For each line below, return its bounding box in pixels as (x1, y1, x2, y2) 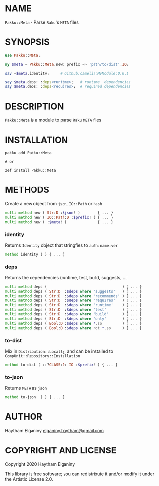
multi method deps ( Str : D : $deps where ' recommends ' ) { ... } (5, 293, 142, 299)
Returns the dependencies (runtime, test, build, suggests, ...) (5, 275, 128, 281)
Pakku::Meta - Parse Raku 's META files (5, 19, 79, 25)
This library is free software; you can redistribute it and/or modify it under (5, 471, 155, 477)
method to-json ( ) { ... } (5, 395, 65, 400)
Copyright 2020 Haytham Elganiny (5, 461, 75, 467)
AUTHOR (5, 411, 43, 422)
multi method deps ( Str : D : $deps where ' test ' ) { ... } (5, 307, 142, 312)
